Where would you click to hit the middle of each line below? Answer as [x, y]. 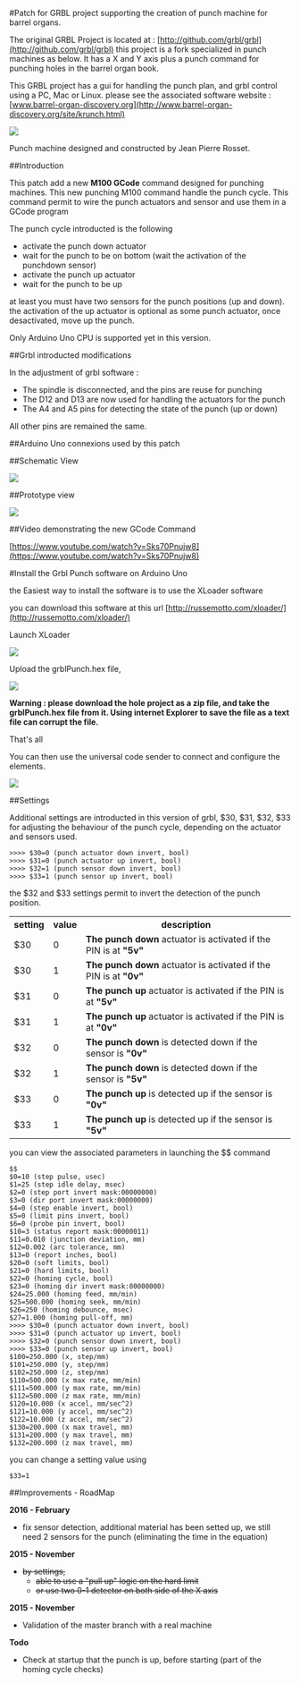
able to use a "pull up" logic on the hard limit [117, 1581]
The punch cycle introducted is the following [91, 229]
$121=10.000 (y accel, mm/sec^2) [71, 1412]
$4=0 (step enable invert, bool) [71, 1208]
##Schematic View [44, 461]
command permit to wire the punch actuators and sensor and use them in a [148, 202]
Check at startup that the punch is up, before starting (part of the [142, 1660]
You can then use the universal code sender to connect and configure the [145, 756]
